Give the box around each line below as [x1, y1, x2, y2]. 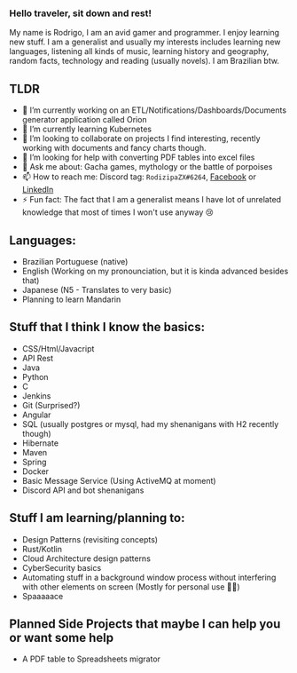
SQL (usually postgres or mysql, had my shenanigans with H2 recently [21, 418, 279, 429]
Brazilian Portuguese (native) [21, 256, 129, 266]
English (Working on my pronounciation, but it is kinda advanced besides [21, 265, 289, 276]
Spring [21, 456, 47, 467]
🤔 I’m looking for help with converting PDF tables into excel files [21, 152, 255, 162]
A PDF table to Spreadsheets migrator [21, 653, 161, 664]
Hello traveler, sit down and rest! [9, 7, 152, 20]
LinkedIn [21, 185, 54, 195]
